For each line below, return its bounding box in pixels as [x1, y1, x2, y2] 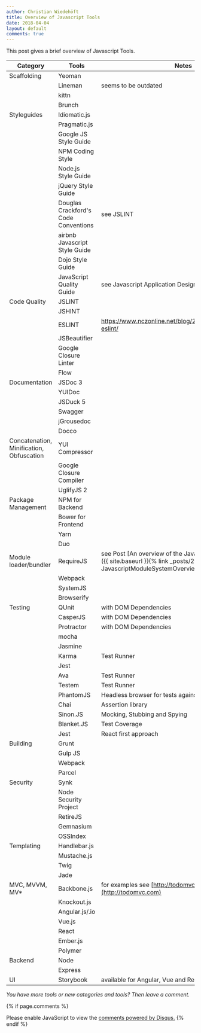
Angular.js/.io [58, 907, 96, 916]
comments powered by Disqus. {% [98, 1014, 184, 1022]
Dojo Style [58, 255, 87, 264]
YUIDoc [58, 388, 80, 397]
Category [17, 62, 45, 70]
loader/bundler [9, 560, 51, 569]
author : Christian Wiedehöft [6, 8, 79, 15]
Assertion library [100, 700, 148, 709]
